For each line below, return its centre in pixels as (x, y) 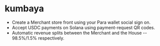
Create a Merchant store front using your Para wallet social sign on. (81, 22)
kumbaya (24, 9)
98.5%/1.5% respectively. (38, 38)
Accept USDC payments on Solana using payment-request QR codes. (83, 27)
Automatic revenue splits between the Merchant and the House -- (80, 33)
